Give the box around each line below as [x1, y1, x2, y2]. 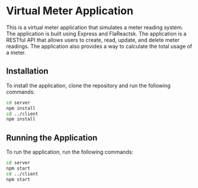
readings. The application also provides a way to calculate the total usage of [6, 43, 193, 50]
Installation [6, 66, 49, 77]
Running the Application [6, 132, 98, 143]
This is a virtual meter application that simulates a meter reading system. [6, 24, 184, 31]
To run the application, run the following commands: [6, 148, 133, 155]
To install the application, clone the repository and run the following [6, 82, 171, 89]
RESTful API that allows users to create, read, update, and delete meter [6, 36, 180, 43]
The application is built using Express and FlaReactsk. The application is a [6, 30, 187, 37]
